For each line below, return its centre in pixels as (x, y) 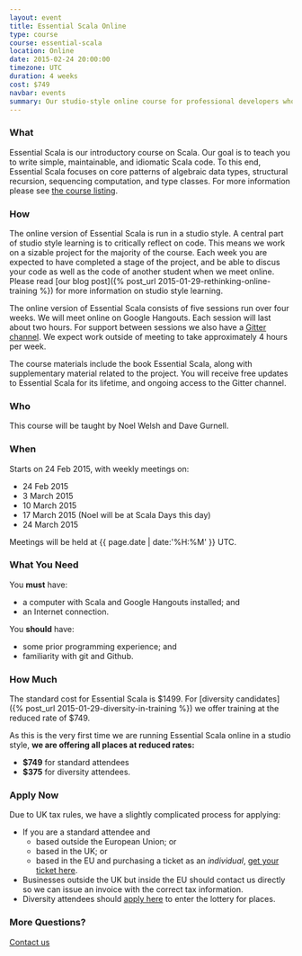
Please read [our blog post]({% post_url (83, 281)
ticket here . (57, 871)
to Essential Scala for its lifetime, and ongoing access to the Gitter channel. (148, 382)
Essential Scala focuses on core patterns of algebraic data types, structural (149, 171)
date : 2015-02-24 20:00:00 (60, 59)
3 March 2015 (48, 496)
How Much (34, 679)
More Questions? (48, 923)
